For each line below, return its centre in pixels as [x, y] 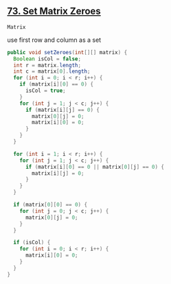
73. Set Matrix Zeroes [54, 11]
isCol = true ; [46, 91]
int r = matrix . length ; [47, 65]
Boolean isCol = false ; [47, 59]
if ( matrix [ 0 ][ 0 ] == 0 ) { [50, 205]
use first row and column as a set [54, 40]
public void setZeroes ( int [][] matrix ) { [67, 52]
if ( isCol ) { [32, 243]
